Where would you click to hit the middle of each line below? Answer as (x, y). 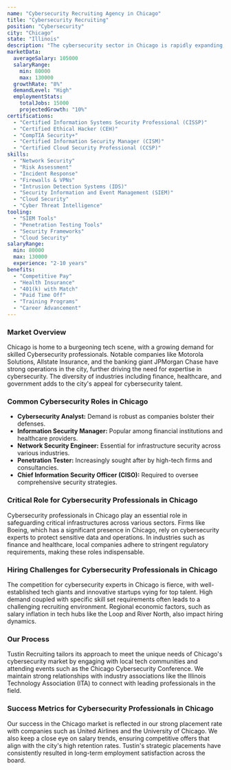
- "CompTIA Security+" (46, 135)
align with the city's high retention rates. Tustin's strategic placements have (114, 745)
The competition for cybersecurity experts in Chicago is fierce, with (103, 585)
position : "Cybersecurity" (46, 26)
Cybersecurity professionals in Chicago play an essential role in (97, 515)
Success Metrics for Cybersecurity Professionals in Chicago (110, 709)
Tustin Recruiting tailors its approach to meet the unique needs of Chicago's (115, 654)
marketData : (24, 52)
